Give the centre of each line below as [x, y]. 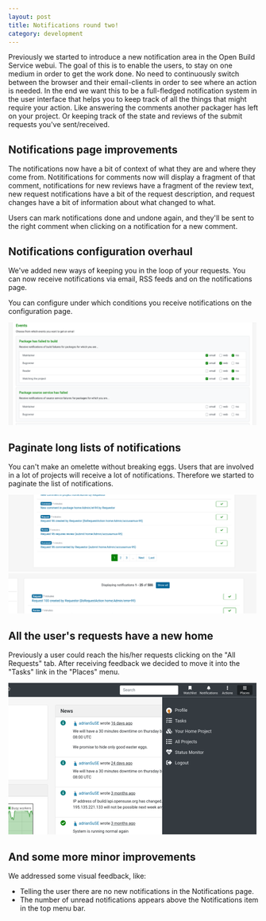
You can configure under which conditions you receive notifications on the [130, 303]
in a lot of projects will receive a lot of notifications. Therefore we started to [131, 475]
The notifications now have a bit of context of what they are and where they [132, 169]
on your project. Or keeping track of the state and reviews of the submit [125, 116]
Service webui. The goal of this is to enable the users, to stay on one [120, 66]
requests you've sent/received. [59, 125]
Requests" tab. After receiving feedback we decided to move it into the [124, 664]
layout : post [30, 17]
